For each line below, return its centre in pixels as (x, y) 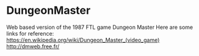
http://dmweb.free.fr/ (33, 46)
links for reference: (30, 33)
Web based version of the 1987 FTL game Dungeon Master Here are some (100, 27)
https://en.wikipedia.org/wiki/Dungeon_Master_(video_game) (83, 40)
